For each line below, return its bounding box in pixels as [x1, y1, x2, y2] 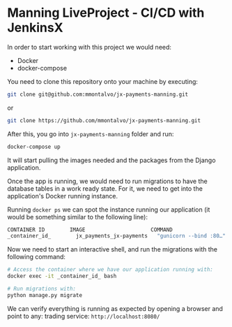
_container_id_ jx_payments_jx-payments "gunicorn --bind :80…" [7, 233, 226, 240]
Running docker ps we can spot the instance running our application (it [7, 205, 210, 214]
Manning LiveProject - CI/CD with [7, 5, 205, 21]
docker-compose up [7, 143, 61, 150]
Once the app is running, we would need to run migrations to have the [7, 177, 208, 185]
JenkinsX [7, 20, 64, 36]
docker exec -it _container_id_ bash [7, 272, 117, 280]
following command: [7, 253, 66, 261]
